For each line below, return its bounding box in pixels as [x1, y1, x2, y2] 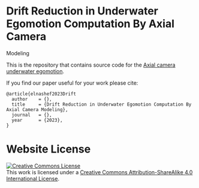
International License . [6, 175, 60, 182]
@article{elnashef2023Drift [6, 91, 77, 97]
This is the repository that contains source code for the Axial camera [6, 61, 176, 68]
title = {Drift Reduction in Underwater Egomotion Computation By [11, 101, 192, 108]
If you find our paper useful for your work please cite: [6, 79, 138, 86]
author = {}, [11, 96, 52, 102]
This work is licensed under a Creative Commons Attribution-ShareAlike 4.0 [6, 168, 193, 175]
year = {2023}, [11, 117, 63, 123]
